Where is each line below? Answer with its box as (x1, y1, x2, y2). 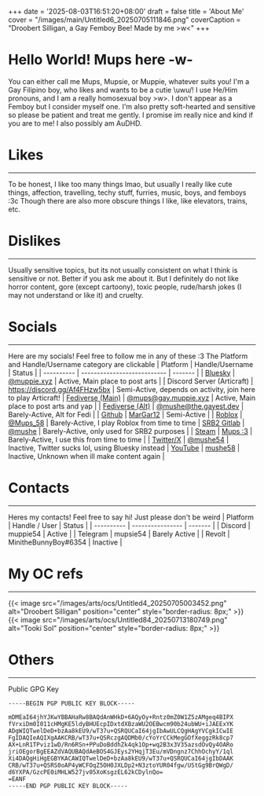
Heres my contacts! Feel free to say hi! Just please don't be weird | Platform (8, 512, 254, 522)
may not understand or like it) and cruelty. (8, 290, 144, 299)
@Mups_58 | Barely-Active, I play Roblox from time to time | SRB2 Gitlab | (8, 418, 245, 427)
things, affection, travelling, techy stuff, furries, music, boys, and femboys (8, 188, 247, 197)
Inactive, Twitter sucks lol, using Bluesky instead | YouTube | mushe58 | (8, 443, 240, 453)
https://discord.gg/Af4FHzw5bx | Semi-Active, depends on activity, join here (8, 384, 255, 394)
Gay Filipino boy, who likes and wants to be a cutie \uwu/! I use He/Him (8, 85, 238, 94)
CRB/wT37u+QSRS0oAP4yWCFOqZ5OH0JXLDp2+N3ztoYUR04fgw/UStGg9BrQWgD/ (8, 761, 234, 769)
